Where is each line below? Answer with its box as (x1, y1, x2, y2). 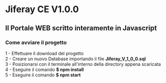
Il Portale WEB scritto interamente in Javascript (5, 24, 157, 32)
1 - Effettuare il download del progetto (5, 50, 84, 56)
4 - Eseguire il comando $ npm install (5, 66, 84, 72)
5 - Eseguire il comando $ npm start (5, 72, 81, 78)
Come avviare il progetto (5, 39, 67, 46)
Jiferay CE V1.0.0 (5, 4, 79, 15)
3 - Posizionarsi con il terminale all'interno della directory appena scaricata (5, 61, 161, 67)
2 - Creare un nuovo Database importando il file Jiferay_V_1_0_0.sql (5, 56, 146, 62)
